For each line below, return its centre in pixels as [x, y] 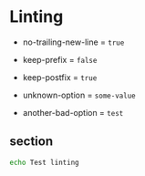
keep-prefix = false [60, 59]
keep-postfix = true [60, 77]
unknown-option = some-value [79, 95]
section [31, 142]
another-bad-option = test [73, 112]
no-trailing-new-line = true [73, 42]
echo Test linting [44, 162]
